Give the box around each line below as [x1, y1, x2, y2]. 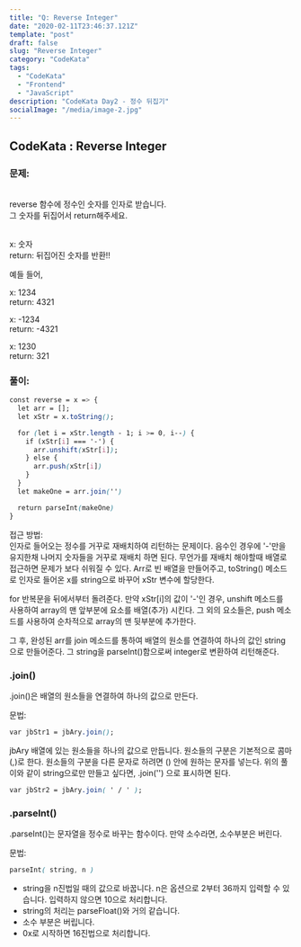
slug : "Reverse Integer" [9, 47, 102, 56]
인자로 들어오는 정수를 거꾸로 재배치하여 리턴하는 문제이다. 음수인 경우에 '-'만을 [9, 541, 287, 551]
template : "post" [9, 30, 75, 39]
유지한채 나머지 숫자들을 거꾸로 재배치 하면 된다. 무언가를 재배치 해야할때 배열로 [9, 551, 288, 562]
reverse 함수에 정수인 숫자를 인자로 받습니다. [9, 199, 167, 210]
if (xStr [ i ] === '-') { [25, 437, 115, 446]
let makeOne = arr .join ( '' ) [17, 487, 123, 496]
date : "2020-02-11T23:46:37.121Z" [9, 22, 139, 31]
